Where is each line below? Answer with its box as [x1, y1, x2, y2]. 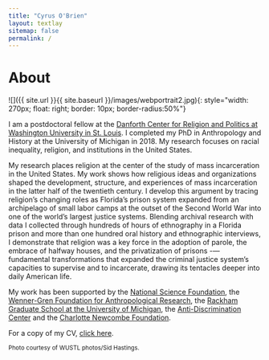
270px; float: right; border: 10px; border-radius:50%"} [8, 104, 186, 113]
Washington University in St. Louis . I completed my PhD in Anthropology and [8, 128, 262, 137]
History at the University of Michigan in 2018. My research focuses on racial [8, 137, 259, 146]
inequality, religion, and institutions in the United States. [8, 145, 193, 155]
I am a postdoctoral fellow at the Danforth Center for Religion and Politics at [8, 120, 259, 129]
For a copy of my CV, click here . [8, 329, 114, 338]
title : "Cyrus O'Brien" [8, 11, 88, 20]
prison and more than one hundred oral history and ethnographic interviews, [8, 229, 261, 239]
